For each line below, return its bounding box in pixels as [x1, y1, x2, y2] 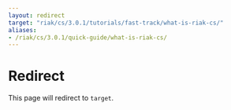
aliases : [8, 26, 37, 34]
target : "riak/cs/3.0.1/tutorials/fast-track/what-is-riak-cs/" [8, 19, 224, 27]
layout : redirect [8, 11, 65, 20]
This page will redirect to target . [8, 93, 114, 103]
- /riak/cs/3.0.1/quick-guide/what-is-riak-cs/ [8, 33, 168, 42]
